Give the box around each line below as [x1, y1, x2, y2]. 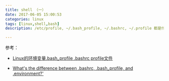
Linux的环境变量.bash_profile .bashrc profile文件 [12, 55, 113, 61]
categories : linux [5, 16, 44, 21]
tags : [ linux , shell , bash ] [5, 21, 59, 26]
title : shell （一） [5, 7, 46, 12]
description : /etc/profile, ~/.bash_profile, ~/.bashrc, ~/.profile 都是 [5, 26, 162, 31]
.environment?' [12, 70, 44, 76]
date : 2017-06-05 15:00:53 [5, 12, 62, 17]
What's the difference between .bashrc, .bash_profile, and [12, 65, 133, 71]
